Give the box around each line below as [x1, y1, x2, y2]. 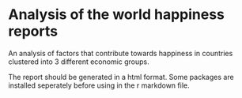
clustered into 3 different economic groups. [8, 57, 150, 66]
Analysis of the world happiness [8, 6, 225, 24]
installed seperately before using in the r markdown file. [8, 81, 190, 90]
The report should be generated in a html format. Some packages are [8, 72, 235, 81]
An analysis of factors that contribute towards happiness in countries [8, 48, 233, 58]
